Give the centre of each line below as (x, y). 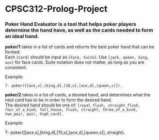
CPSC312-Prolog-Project (56, 9)
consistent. (16, 68)
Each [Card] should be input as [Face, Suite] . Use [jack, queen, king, (77, 57)
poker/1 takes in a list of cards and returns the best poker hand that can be (80, 47)
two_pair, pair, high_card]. (34, 114)
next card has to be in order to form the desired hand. (59, 100)
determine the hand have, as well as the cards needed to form (79, 30)
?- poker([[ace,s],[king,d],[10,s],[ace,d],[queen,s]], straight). (65, 133)
